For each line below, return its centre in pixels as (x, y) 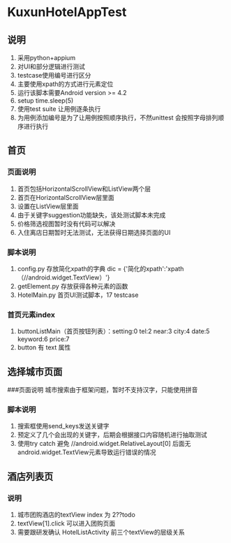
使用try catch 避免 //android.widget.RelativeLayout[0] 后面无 (104, 444)
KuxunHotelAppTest (67, 12)
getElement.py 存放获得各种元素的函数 (73, 286)
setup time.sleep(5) (45, 101)
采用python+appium (46, 58)
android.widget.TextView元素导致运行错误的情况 (87, 452)
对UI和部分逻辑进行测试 (51, 66)
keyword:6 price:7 (43, 339)
